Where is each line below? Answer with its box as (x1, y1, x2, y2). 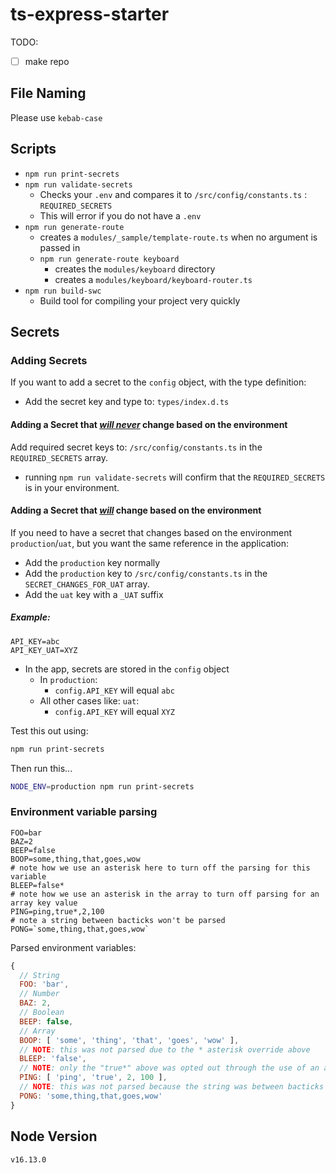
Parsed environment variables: (10, 941, 137, 953)
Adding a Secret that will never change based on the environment (10, 418, 288, 430)
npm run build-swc (24, 286, 102, 296)
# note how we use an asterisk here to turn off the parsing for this (10, 863, 311, 873)
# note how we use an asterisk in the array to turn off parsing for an (10, 889, 320, 899)
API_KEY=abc (10, 636, 60, 647)
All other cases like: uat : (39, 694, 140, 707)
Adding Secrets (10, 353, 88, 367)
